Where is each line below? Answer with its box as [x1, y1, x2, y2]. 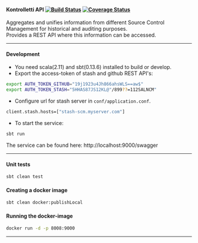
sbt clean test [6, 174, 44, 180]
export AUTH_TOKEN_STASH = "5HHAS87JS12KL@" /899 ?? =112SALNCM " [6, 87, 157, 93]
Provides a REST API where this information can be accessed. [6, 31, 156, 39]
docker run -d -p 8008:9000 [6, 225, 75, 231]
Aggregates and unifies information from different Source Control [6, 19, 165, 26]
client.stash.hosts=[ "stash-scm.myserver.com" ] [6, 109, 126, 115]
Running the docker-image [6, 212, 73, 219]
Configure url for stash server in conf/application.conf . [14, 97, 151, 104]
